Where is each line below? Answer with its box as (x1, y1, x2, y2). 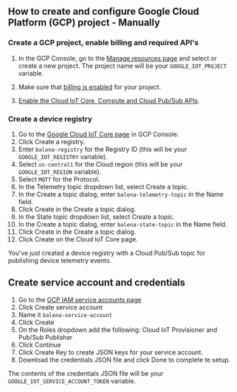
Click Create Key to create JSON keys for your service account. (18, 348, 203, 356)
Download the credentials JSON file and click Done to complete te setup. (18, 355, 231, 364)
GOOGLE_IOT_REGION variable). (18, 167, 102, 176)
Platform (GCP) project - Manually (8, 17, 161, 29)
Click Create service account (18, 303, 103, 311)
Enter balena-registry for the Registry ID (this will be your (18, 145, 188, 153)
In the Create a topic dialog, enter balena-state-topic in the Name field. (18, 220, 228, 228)
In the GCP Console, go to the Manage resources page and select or (18, 54, 217, 62)
